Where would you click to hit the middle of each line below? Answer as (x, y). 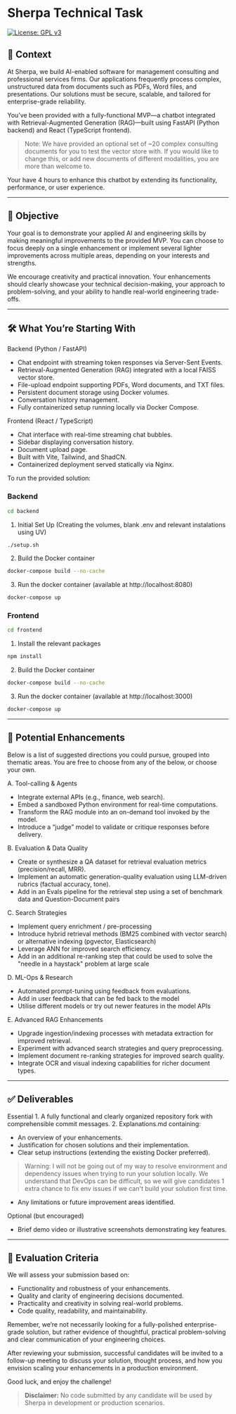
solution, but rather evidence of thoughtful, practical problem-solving (126, 1332)
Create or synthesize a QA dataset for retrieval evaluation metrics (112, 861)
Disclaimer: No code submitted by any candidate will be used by (118, 1396)
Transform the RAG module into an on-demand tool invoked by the (113, 812)
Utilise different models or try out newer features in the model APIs (114, 1006)
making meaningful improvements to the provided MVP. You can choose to (116, 240)
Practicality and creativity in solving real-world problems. (100, 1303)
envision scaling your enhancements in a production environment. (103, 1368)
